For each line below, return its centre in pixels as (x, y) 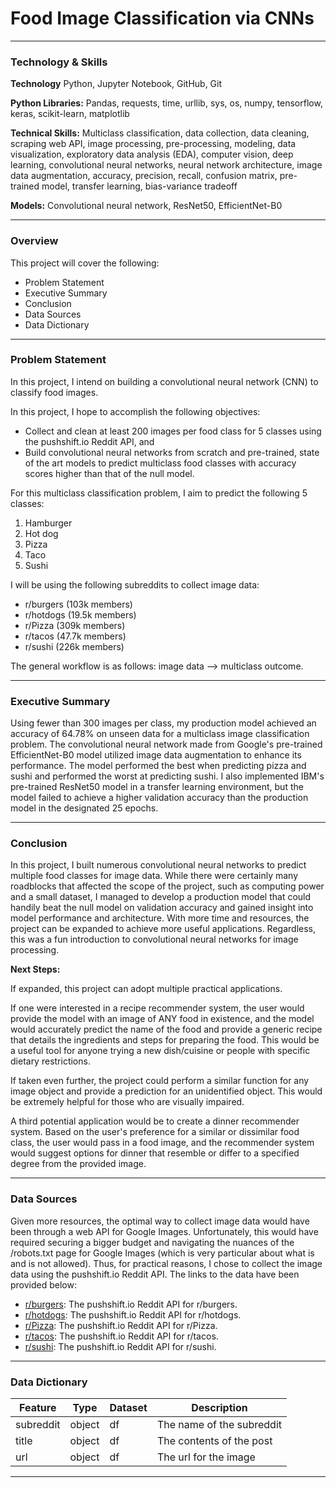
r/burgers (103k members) (78, 604)
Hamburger (48, 523)
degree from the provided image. (78, 1164)
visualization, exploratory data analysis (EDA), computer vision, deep (152, 154)
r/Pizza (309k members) (75, 625)
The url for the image (206, 1457)
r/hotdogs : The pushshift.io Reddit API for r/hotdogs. (133, 1314)
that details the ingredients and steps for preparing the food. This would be (165, 1040)
